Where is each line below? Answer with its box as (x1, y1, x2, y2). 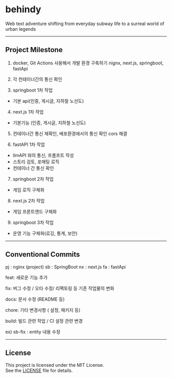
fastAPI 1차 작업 (12, 141, 45, 147)
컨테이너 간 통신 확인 (12, 165, 54, 171)
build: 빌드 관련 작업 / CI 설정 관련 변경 (5, 318, 83, 324)
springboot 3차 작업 (12, 219, 54, 226)
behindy (5, 4, 41, 15)
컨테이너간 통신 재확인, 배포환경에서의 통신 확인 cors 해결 (12, 130, 127, 137)
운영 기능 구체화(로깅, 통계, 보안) (12, 230, 78, 236)
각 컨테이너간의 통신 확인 (12, 76, 62, 82)
